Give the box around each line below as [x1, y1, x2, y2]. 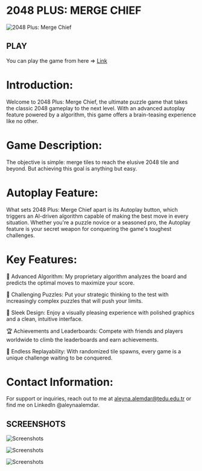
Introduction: [6, 78, 74, 92]
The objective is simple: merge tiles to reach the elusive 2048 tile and [6, 158, 179, 166]
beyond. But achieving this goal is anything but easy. [6, 165, 137, 172]
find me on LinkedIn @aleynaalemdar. [6, 402, 100, 409]
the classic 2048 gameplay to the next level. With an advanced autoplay [6, 104, 185, 112]
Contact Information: [6, 375, 113, 389]
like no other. [6, 117, 39, 124]
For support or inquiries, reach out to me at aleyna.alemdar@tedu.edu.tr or [6, 395, 192, 402]
